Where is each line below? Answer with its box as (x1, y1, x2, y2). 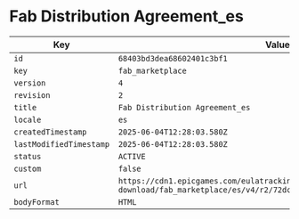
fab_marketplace (117, 65, 187, 76)
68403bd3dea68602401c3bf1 (117, 53, 229, 63)
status (13, 151, 42, 161)
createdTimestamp (13, 126, 87, 137)
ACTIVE (117, 151, 146, 161)
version (13, 77, 46, 88)
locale (13, 114, 42, 125)
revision (13, 90, 51, 100)
